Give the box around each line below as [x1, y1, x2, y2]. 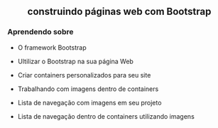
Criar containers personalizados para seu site [17, 70, 151, 79]
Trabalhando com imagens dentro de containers [17, 85, 159, 93]
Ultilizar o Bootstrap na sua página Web [17, 57, 133, 65]
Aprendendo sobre [7, 27, 74, 37]
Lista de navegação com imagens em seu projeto [17, 98, 162, 107]
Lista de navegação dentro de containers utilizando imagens [17, 112, 195, 120]
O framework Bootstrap [17, 43, 87, 52]
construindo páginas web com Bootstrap [27, 6, 212, 18]
